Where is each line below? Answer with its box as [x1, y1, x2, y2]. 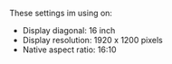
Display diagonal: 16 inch [22, 25, 116, 35]
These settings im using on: [9, 8, 113, 18]
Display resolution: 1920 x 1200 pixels [22, 35, 163, 45]
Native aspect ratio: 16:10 [22, 44, 117, 55]
